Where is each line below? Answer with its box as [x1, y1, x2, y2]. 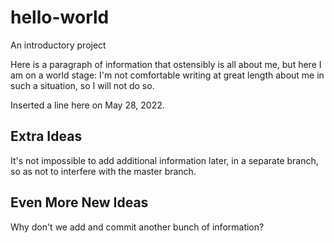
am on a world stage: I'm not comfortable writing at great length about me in [10, 69, 325, 81]
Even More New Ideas [10, 194, 149, 211]
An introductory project [10, 39, 107, 51]
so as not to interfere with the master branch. [10, 165, 197, 177]
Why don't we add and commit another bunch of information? [10, 221, 265, 233]
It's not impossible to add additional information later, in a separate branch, [10, 154, 319, 166]
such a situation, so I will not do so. [10, 79, 155, 91]
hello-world [10, 6, 110, 29]
